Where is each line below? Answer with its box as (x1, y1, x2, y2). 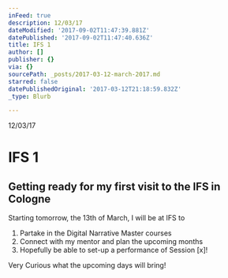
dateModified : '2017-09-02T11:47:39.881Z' (8, 26, 150, 34)
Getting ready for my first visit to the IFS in (8, 179, 221, 193)
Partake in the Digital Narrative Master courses (19, 228, 172, 238)
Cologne (8, 192, 51, 205)
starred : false (8, 77, 58, 85)
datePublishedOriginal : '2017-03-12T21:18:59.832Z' (8, 85, 181, 93)
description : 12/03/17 (8, 19, 83, 27)
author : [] (8, 48, 44, 56)
